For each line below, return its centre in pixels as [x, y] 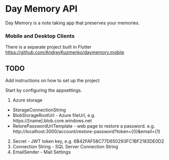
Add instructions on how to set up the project [53, 81]
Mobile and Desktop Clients [40, 36]
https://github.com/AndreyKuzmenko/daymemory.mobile [65, 52]
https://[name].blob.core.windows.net [52, 121]
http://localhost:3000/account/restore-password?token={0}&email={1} [87, 132]
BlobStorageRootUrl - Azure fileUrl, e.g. [54, 115]
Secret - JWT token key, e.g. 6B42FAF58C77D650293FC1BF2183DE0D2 [88, 141]
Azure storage [27, 100]
